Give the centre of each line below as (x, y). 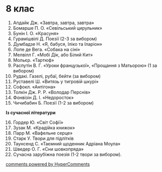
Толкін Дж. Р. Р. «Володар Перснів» (52, 92)
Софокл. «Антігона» (34, 87)
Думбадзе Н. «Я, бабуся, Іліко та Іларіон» (58, 44)
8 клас (20, 9)
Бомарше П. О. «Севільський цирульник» (58, 28)
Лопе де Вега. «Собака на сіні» (47, 49)
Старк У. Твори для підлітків (43, 138)
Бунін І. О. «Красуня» (36, 33)
